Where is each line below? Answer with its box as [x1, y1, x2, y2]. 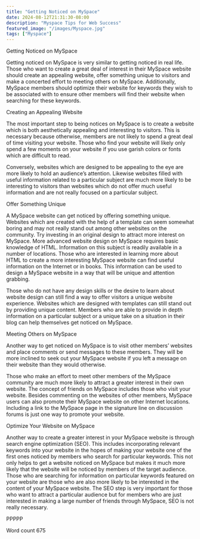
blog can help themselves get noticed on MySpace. [6, 319, 133, 326]
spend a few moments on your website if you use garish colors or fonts [6, 146, 181, 153]
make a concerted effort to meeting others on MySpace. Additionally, [6, 78, 176, 85]
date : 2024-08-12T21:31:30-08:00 [6, 14, 90, 20]
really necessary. [6, 504, 48, 511]
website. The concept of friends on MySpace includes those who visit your [6, 385, 191, 393]
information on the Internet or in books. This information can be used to [6, 263, 182, 270]
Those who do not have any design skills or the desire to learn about [6, 287, 175, 295]
